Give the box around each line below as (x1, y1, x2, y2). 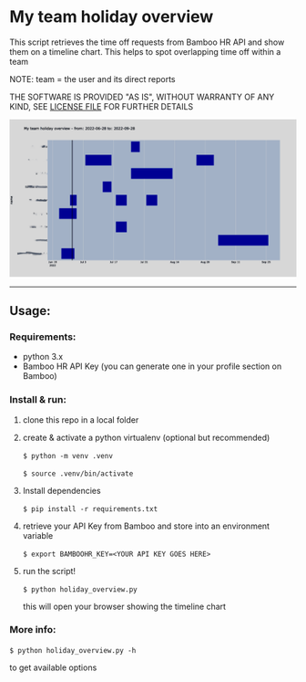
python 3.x (22, 351, 64, 362)
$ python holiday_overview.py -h (9, 645, 137, 655)
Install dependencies (22, 485, 102, 496)
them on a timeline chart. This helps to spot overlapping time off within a (9, 46, 281, 57)
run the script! (22, 565, 76, 576)
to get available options (9, 662, 97, 673)
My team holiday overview (9, 6, 214, 27)
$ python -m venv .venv (22, 451, 114, 460)
